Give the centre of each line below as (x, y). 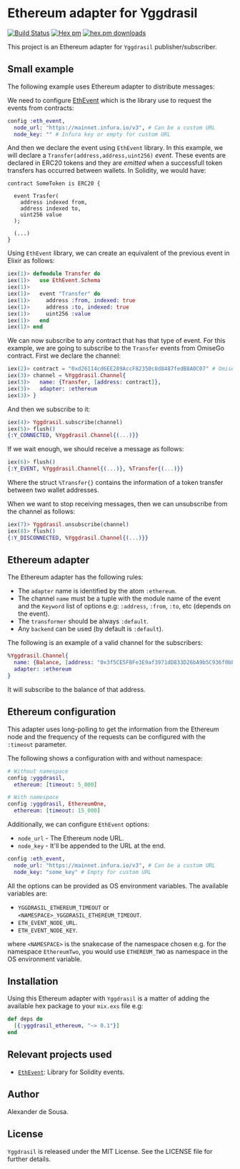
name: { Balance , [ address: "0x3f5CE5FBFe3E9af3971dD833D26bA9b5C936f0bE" (126, 663)
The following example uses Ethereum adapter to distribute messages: (111, 86)
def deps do (25, 1019)
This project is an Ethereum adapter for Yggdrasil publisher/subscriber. (112, 46)
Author (23, 1094)
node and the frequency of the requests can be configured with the (106, 736)
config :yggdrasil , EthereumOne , (57, 804)
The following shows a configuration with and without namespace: (105, 758)
